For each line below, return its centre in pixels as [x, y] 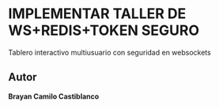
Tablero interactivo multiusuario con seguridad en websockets [109, 52]
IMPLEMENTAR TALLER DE [97, 14]
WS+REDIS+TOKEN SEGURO [104, 30]
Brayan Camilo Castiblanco [54, 96]
